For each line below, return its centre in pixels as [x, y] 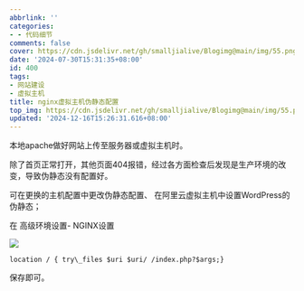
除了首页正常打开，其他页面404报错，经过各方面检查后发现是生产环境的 [144, 164]
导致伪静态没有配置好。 [69, 176]
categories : [32, 26]
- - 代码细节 [31, 34]
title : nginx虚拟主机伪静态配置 [64, 102]
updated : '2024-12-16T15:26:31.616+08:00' [90, 118]
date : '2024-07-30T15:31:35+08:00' [76, 60]
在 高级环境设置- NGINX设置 [62, 226]
